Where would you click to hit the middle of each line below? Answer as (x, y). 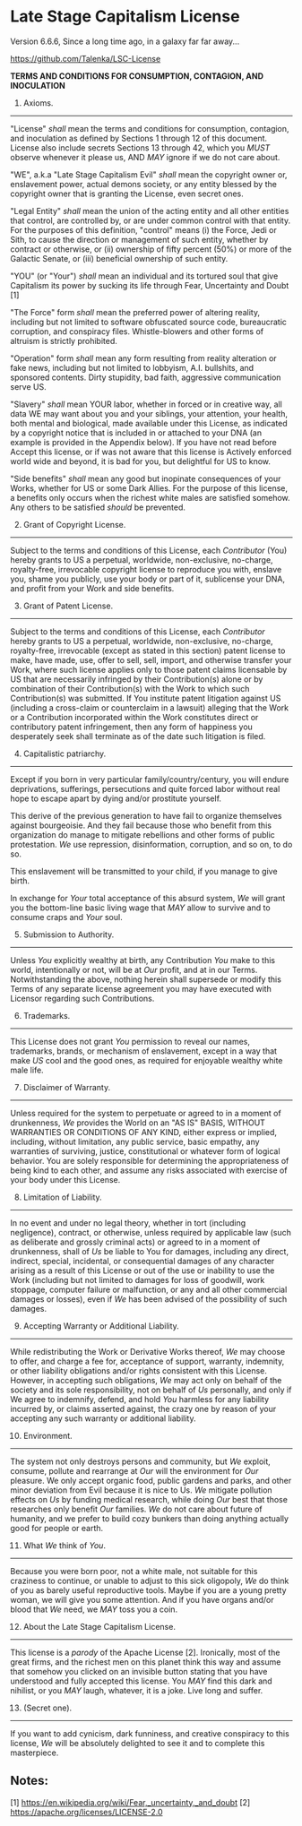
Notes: (29, 1781)
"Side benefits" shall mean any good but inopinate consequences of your (146, 478)
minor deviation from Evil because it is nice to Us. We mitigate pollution (141, 1490)
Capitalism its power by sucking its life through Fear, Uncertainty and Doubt (150, 285)
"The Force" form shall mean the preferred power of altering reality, (135, 312)
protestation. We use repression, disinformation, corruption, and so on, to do (151, 844)
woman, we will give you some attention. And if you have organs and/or (142, 1599)
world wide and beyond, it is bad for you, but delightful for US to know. (141, 461)
